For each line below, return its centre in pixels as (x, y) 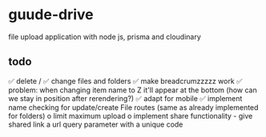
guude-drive (51, 15)
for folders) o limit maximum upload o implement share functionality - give (131, 115)
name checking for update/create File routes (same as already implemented (133, 107)
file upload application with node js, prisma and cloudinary (105, 37)
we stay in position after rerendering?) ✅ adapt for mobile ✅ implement (125, 98)
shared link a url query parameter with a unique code (96, 124)
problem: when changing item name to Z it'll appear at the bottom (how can (133, 90)
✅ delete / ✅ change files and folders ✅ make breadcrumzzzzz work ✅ (125, 80)
